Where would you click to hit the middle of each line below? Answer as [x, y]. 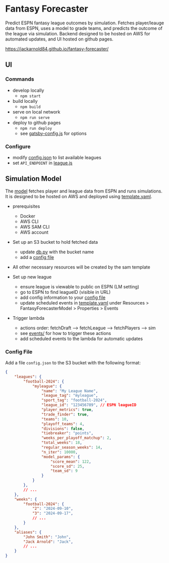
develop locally [28, 90]
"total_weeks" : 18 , [62, 443]
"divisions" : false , [63, 429]
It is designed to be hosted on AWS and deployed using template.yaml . [79, 196]
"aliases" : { [28, 532]
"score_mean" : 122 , [71, 462]
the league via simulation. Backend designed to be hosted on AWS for [78, 33]
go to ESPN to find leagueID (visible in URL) [65, 292]
